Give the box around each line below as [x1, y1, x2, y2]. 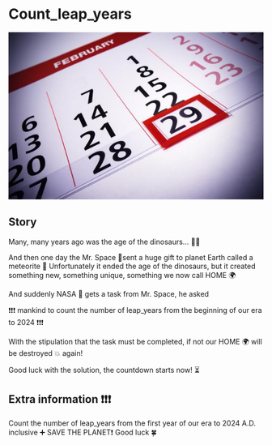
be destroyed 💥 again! [8, 348, 83, 357]
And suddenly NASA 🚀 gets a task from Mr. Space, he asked [8, 289, 209, 298]
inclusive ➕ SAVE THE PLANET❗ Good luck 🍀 [8, 427, 158, 437]
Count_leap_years [8, 5, 132, 24]
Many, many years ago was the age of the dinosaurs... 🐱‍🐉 [8, 237, 201, 246]
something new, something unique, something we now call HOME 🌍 [8, 270, 236, 280]
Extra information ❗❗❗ [8, 392, 112, 406]
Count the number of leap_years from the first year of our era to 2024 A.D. [8, 418, 257, 428]
